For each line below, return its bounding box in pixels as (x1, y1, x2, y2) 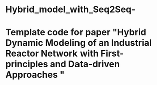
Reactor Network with (5, 48, 99, 59)
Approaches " (5, 69, 65, 81)
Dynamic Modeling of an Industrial (5, 37, 152, 49)
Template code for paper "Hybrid (5, 27, 147, 38)
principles (5, 59, 48, 70)
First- (100, 48, 124, 59)
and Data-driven (50, 59, 120, 70)
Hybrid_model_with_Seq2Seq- (5, 4, 136, 15)
